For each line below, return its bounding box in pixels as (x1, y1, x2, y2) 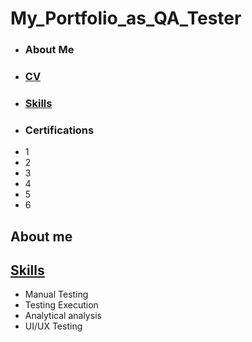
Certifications (24, 123, 95, 137)
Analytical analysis (24, 310, 102, 322)
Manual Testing (24, 288, 89, 301)
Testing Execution (24, 299, 99, 311)
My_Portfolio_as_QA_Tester (10, 7, 242, 30)
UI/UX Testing (24, 320, 83, 332)
